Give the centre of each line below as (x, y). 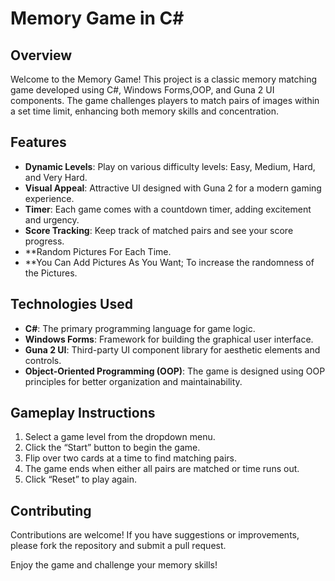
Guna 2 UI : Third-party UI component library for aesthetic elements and (172, 349)
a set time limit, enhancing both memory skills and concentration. (145, 111)
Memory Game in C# (97, 18)
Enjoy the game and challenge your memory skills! (114, 565)
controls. (43, 360)
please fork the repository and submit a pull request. (118, 546)
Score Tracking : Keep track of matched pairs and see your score (159, 230)
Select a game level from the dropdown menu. (120, 437)
